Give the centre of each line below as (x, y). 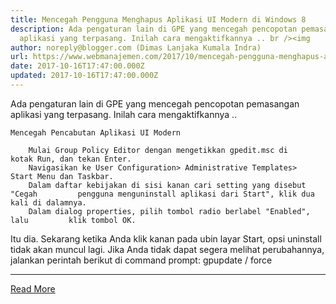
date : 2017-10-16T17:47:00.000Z (77, 66)
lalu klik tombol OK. (73, 220)
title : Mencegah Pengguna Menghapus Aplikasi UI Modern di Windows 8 (158, 19)
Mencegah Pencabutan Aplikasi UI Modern (96, 132)
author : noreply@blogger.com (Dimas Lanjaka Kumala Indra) (136, 47)
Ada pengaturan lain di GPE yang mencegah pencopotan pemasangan (155, 103)
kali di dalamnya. (48, 202)
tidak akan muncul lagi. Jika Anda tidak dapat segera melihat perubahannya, (167, 249)
